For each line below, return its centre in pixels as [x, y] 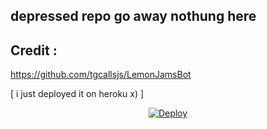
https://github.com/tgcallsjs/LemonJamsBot [101, 75]
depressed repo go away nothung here [133, 16]
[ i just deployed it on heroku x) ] [77, 94]
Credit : [34, 50]
